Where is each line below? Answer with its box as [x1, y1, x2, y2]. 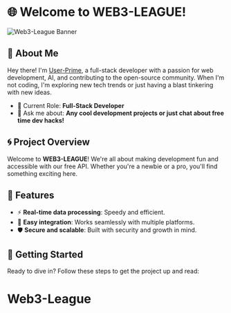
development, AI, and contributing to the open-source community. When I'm [7, 73, 225, 82]
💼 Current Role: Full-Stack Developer [17, 101, 124, 109]
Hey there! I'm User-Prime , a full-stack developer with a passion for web [7, 66, 214, 74]
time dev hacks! [17, 116, 64, 125]
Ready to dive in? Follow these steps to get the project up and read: [7, 267, 199, 276]
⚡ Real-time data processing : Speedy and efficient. [17, 208, 165, 217]
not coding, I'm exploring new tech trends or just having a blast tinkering [7, 80, 214, 89]
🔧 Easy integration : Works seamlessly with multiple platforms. [17, 218, 195, 226]
